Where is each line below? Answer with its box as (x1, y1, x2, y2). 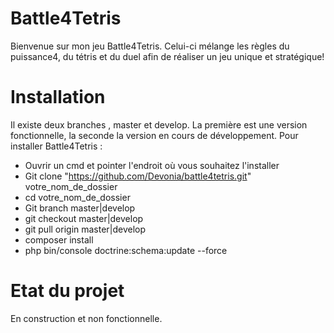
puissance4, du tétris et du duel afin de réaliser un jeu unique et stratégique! (10, 50, 325, 62)
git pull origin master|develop (24, 223, 147, 235)
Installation (10, 86, 106, 109)
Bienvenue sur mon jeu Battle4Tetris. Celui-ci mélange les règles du (10, 40, 290, 52)
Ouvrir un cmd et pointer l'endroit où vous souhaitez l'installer (24, 159, 280, 171)
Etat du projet (10, 280, 125, 302)
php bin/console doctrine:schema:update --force (24, 244, 228, 256)
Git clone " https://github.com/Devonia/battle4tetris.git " (24, 170, 252, 182)
